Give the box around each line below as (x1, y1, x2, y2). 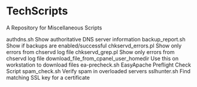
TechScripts (6, 4, 68, 18)
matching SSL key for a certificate (6, 74, 90, 81)
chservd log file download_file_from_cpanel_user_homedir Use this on (6, 55, 178, 62)
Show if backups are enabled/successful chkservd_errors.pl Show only (6, 42, 182, 49)
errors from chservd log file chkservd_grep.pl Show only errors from (6, 48, 175, 55)
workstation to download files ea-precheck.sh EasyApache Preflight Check (6, 61, 192, 68)
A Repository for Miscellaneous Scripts (6, 24, 102, 31)
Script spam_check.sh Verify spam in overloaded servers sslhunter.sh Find (6, 67, 190, 74)
